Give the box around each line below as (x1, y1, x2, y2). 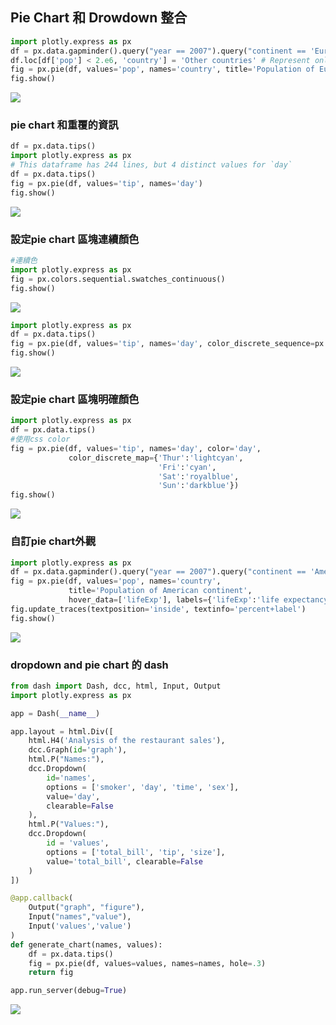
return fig (28, 968, 74, 978)
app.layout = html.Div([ (10, 726, 114, 737)
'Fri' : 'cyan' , (158, 462, 217, 472)
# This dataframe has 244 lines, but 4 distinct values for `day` (10, 160, 293, 170)
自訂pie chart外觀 (10, 534, 97, 548)
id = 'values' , (46, 838, 110, 848)
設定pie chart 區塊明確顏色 (10, 392, 140, 406)
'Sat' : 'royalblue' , (158, 471, 240, 482)
